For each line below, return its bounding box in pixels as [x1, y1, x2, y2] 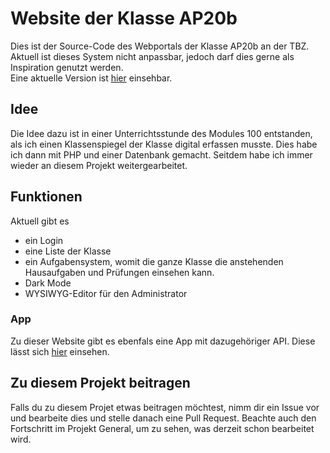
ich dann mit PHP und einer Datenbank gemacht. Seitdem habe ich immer [10, 148, 313, 161]
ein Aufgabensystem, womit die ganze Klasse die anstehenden [24, 255, 284, 267]
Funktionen [10, 188, 83, 206]
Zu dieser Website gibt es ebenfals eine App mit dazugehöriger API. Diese [10, 335, 316, 347]
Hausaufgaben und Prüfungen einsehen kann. [24, 266, 215, 278]
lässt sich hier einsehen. [10, 345, 110, 357]
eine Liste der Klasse [24, 245, 112, 257]
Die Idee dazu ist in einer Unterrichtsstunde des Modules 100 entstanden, [10, 127, 313, 139]
